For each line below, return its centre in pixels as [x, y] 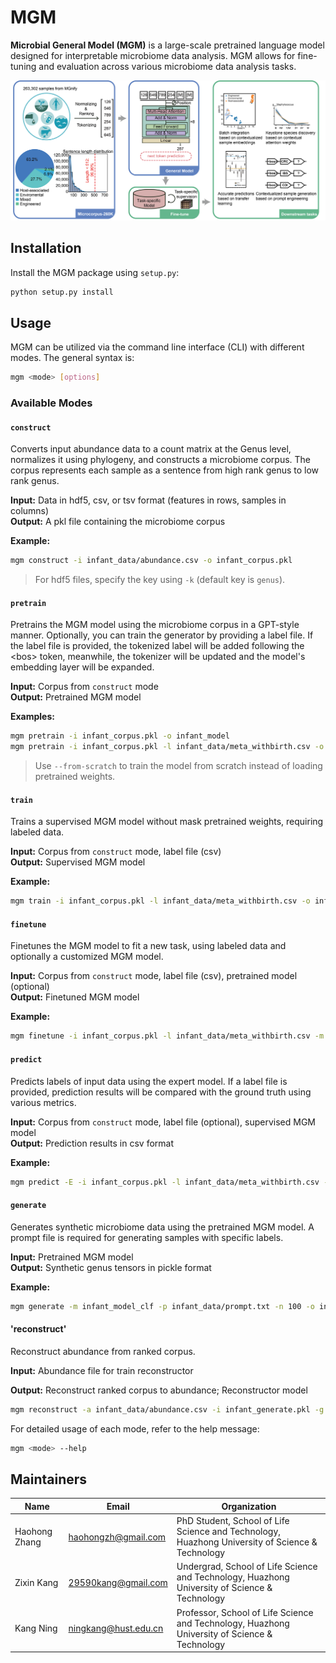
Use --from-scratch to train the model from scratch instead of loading [178, 766]
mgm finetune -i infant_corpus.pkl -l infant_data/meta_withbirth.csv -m [167, 1036]
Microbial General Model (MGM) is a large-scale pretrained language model [167, 45]
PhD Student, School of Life [233, 1521]
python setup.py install [62, 292]
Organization [249, 1506]
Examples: [32, 717]
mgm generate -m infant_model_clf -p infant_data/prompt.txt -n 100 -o [162, 1306]
